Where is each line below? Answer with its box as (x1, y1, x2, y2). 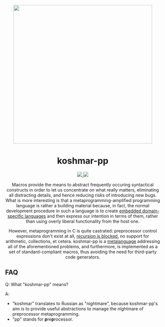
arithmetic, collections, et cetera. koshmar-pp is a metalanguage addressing (5, 238, 160, 244)
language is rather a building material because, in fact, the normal (16, 202, 150, 208)
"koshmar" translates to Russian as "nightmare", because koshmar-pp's (12, 300, 158, 306)
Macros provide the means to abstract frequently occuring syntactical (12, 182, 154, 188)
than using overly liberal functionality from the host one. (26, 218, 140, 224)
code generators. (65, 254, 100, 260)
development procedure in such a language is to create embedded (6, 208, 141, 214)
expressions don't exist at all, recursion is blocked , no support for (16, 233, 149, 239)
